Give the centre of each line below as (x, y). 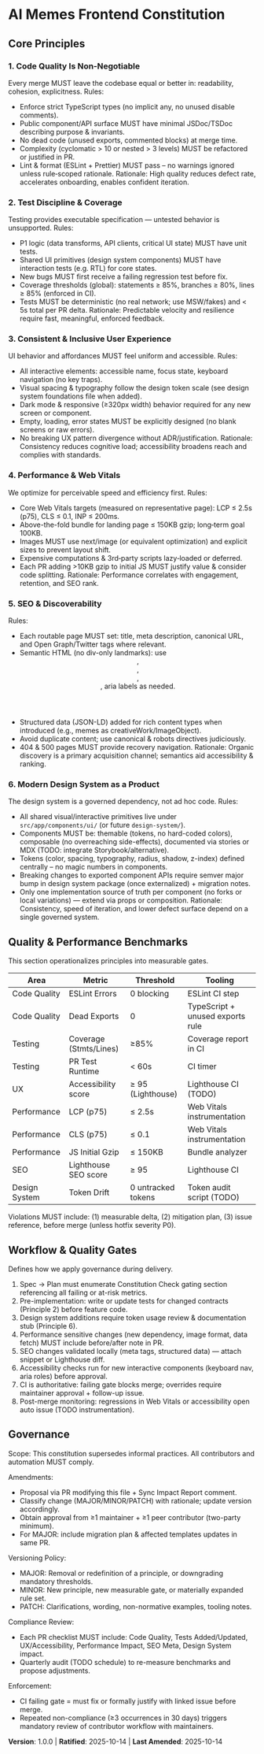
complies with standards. (60, 455)
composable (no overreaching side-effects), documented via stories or (134, 842)
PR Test (83, 1062)
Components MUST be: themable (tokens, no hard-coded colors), (126, 833)
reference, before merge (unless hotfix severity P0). (92, 1226)
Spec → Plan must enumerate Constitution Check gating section (123, 1284)
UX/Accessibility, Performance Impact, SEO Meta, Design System (125, 1645)
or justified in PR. (47, 157)
